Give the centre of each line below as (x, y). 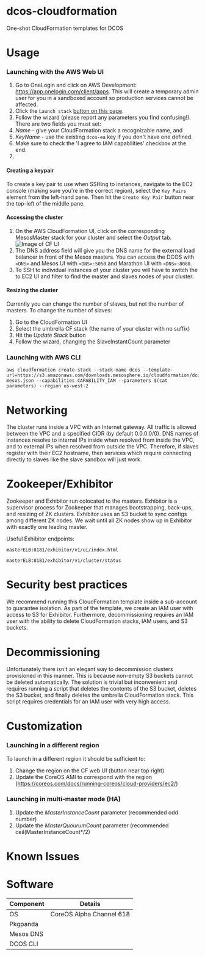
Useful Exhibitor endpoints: (40, 539)
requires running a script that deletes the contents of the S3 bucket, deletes (102, 689)
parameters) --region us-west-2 (47, 386)
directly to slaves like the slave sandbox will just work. (74, 459)
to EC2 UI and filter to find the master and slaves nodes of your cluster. (104, 276)
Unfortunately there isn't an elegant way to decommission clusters (90, 669)
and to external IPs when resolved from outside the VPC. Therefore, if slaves (103, 447)
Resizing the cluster (32, 290)
